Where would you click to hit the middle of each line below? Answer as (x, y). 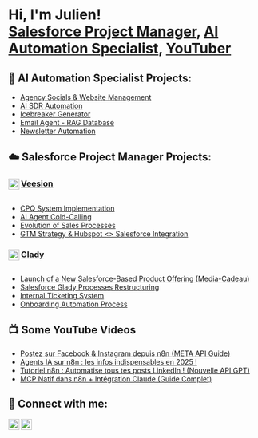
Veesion (37, 183)
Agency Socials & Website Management (85, 97)
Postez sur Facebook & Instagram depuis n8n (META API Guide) (125, 353)
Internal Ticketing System (62, 295)
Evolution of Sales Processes (67, 225)
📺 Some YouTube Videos (72, 330)
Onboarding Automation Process (73, 304)
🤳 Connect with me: (58, 404)
